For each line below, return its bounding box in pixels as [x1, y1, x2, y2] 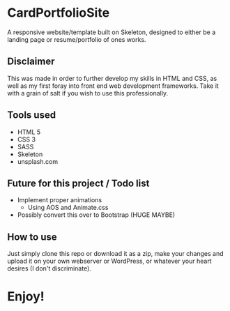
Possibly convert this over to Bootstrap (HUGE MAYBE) [17, 211, 176, 219]
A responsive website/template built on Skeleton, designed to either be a [7, 28, 216, 36]
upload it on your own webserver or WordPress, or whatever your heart [7, 257, 212, 266]
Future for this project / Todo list [7, 177, 150, 189]
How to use [7, 231, 57, 243]
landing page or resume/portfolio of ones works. [7, 35, 146, 43]
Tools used [7, 109, 56, 121]
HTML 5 [17, 128, 41, 136]
